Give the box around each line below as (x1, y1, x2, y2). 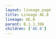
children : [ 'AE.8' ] (5, 26, 47, 31)
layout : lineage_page (5, 7, 51, 13)
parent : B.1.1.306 (5, 21, 44, 27)
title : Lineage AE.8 (5, 12, 49, 17)
